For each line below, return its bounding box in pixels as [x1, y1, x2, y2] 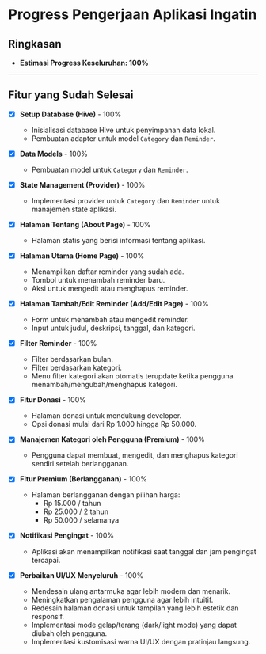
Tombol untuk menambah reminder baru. [31, 276, 165, 285]
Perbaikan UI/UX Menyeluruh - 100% [19, 570, 144, 580]
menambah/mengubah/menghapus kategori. [31, 380, 178, 390]
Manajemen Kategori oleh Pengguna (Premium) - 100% [19, 435, 206, 444]
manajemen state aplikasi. [31, 204, 117, 214]
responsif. [31, 611, 65, 621]
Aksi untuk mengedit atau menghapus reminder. [31, 283, 188, 294]
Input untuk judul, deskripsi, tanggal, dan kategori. [31, 323, 196, 333]
